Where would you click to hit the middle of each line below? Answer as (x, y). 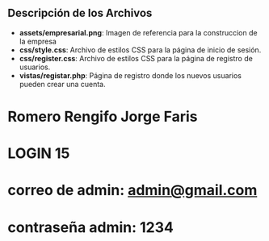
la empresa (38, 41)
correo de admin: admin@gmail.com (132, 191)
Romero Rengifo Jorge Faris (103, 117)
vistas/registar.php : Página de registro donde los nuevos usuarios (130, 75)
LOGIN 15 (39, 154)
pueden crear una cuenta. (62, 84)
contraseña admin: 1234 (91, 227)
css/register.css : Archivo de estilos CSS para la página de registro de (136, 58)
